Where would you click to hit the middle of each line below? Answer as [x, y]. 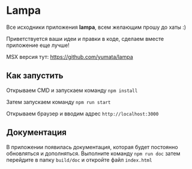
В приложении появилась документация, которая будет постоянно [92, 147]
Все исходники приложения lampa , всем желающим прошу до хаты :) [96, 27]
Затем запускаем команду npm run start [58, 102]
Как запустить [35, 76]
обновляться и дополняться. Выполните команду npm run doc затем [93, 153]
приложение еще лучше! [38, 45]
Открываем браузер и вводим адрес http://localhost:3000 [82, 113]
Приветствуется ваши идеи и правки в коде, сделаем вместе [85, 38]
